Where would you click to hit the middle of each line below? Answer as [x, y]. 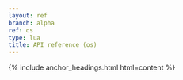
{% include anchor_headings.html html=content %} [92, 67]
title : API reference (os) [53, 45]
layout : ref [28, 15]
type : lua [25, 38]
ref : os [21, 30]
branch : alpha [32, 23]
